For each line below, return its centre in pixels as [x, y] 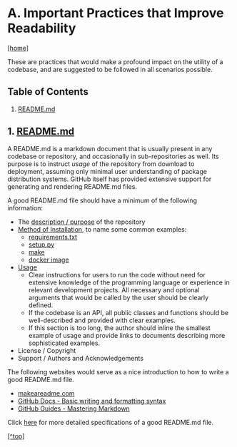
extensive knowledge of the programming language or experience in [129, 282]
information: [25, 207]
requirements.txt [52, 237]
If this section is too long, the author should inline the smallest [119, 328]
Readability [42, 28]
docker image [49, 260]
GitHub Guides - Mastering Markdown [74, 409]
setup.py [41, 245]
